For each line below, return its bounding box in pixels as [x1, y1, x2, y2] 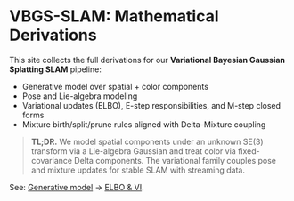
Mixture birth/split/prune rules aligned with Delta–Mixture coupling [21, 118, 266, 130]
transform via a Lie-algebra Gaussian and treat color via [30, 145, 236, 157]
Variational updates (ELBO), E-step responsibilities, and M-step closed [21, 100, 282, 110]
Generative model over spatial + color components [21, 81, 209, 92]
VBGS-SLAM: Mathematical [9, 6, 220, 27]
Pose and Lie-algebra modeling [21, 91, 138, 101]
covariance [30, 155, 73, 165]
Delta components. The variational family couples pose [74, 155, 276, 165]
